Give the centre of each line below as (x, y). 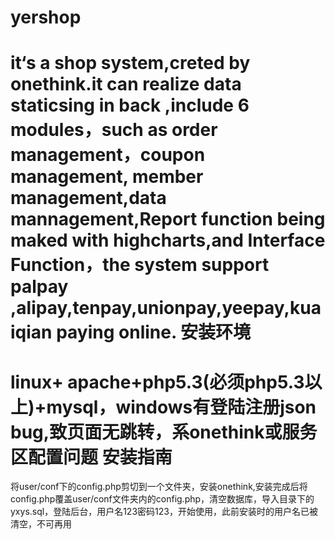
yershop (46, 17)
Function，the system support (140, 265)
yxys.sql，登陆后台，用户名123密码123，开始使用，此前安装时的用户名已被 (164, 512)
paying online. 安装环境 (154, 332)
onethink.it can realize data (126, 84)
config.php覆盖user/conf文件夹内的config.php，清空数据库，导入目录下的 (162, 499)
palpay (39, 287)
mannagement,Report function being (168, 219)
